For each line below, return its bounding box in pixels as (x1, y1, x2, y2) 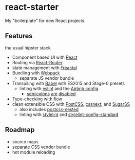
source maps (12, 138, 39, 144)
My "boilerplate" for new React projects (5, 18, 84, 23)
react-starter (5, 1, 59, 13)
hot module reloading (12, 149, 55, 155)
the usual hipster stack (5, 45, 51, 50)
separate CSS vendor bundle (12, 144, 71, 150)
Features (5, 32, 33, 40)
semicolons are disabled (26, 91, 76, 96)
